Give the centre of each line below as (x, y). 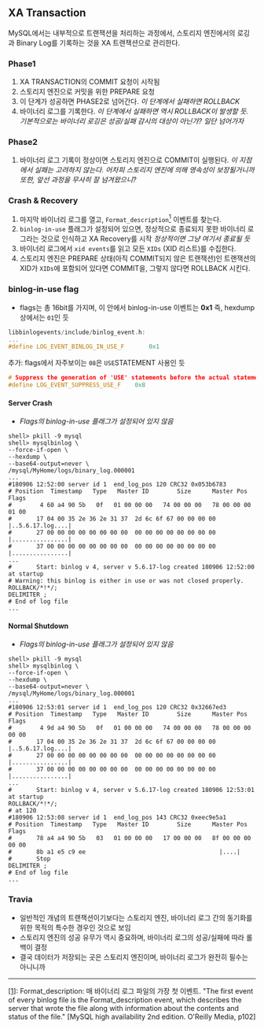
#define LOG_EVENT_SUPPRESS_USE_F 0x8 (77, 385)
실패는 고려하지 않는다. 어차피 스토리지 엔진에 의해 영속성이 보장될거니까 (145, 170)
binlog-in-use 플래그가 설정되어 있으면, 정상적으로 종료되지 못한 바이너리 (132, 229)
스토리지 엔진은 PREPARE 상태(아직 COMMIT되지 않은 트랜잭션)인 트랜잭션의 (137, 258)
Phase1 (22, 64)
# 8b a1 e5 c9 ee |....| (125, 852)
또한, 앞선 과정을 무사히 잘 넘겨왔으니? (78, 180)
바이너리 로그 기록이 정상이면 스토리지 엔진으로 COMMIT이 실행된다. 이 (128, 160)
